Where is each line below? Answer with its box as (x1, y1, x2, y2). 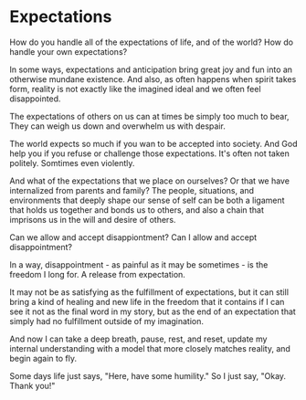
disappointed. (9, 93, 61, 104)
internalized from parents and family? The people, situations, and (9, 184, 254, 195)
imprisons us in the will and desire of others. (9, 214, 176, 225)
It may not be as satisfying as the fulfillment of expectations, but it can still (9, 286, 290, 298)
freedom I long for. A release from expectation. (9, 268, 185, 279)
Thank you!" (9, 380, 56, 391)
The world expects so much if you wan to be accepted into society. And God (9, 138, 298, 149)
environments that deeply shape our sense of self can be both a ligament (9, 195, 285, 205)
